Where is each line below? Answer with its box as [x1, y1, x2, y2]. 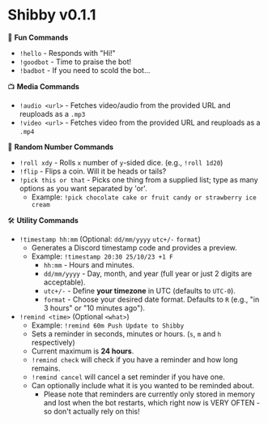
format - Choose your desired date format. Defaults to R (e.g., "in [43, 294, 260, 304]
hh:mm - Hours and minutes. [43, 259, 135, 269]
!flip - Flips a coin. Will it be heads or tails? [19, 166, 167, 176]
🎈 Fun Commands [7, 32, 69, 42]
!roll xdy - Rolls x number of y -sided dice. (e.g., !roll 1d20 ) [19, 157, 223, 167]
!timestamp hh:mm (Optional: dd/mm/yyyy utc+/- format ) [19, 233, 202, 244]
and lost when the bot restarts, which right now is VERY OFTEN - [43, 397, 261, 407]
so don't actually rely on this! [43, 406, 141, 416]
